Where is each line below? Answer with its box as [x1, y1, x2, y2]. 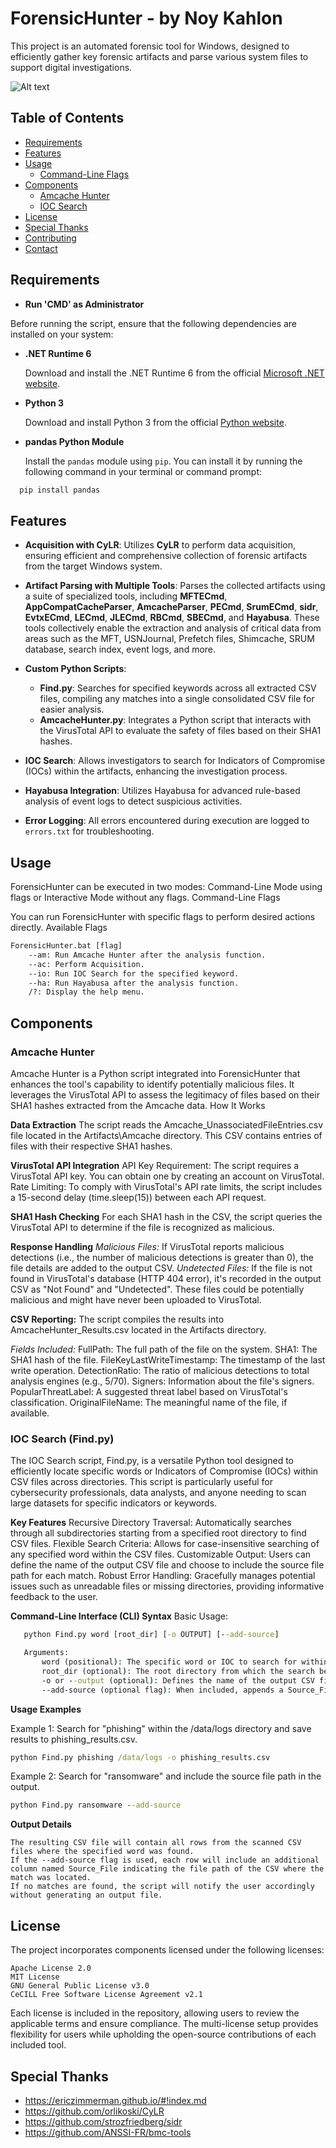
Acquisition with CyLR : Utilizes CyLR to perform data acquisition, [24, 539, 296, 551]
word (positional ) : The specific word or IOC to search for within [41, 1657, 329, 1667]
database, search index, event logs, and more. [24, 643, 217, 656]
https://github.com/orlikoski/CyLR [24, 2105, 165, 2117]
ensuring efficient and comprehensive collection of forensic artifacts [24, 550, 308, 562]
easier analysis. [39, 703, 105, 716]
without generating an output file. [10, 1890, 163, 1901]
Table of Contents [10, 110, 125, 127]
